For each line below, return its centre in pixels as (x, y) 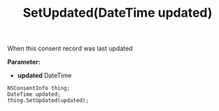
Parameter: (24, 62)
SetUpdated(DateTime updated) (118, 13)
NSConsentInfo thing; (39, 89)
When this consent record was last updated (70, 49)
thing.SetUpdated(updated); (48, 101)
